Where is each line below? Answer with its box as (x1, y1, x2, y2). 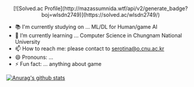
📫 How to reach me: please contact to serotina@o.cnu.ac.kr (14, 44, 165, 52)
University (14, 38, 41, 45)
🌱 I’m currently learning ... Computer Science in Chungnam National (14, 32, 183, 39)
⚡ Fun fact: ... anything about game (14, 60, 102, 67)
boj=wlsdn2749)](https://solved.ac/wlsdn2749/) (41, 11, 160, 18)
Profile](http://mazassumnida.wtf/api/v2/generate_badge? (44, 5, 188, 12)
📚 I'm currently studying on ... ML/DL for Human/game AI (14, 23, 157, 30)
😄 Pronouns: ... (14, 53, 54, 61)
